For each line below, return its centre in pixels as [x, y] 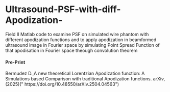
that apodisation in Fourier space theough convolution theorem [71, 50]
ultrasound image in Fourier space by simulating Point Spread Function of [82, 45]
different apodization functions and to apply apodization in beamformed [81, 40]
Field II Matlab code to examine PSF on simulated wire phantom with [77, 34]
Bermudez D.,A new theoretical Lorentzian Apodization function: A [75, 73]
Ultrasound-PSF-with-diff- [63, 9]
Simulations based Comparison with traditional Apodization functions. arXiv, [85, 79]
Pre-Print [15, 62]
